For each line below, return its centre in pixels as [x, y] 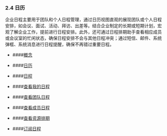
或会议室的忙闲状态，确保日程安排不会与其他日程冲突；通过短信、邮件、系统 [83, 38]
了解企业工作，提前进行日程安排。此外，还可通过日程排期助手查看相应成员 [85, 32]
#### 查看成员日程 [31, 108]
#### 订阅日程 [27, 129]
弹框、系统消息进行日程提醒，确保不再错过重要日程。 [60, 44]
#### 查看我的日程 [31, 87]
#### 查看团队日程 [31, 97]
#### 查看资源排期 [31, 118]
